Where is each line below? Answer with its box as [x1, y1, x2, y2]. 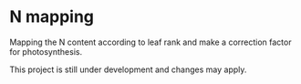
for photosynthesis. [9, 46, 83, 57]
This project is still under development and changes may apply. [9, 64, 247, 75]
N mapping [9, 6, 94, 27]
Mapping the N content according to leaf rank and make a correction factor [9, 37, 292, 47]
